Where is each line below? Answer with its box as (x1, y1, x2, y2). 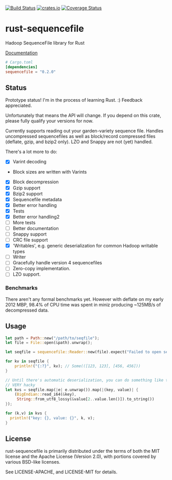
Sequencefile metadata (12, 196, 62, 202)
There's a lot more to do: (5, 149, 57, 155)
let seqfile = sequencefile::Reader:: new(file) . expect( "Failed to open (5, 350, 161, 355)
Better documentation (12, 225, 59, 231)
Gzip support (12, 185, 41, 191)
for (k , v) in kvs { (5, 411, 47, 416)
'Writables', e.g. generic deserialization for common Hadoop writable (12, 243, 158, 249)
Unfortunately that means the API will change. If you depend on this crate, (5, 112, 161, 119)
